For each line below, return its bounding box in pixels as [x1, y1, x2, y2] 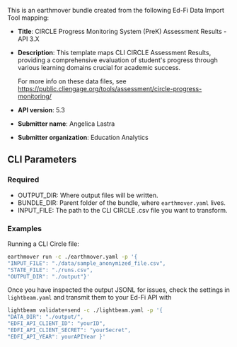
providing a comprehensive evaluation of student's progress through [17, 56, 218, 64]
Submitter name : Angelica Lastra [17, 119, 115, 128]
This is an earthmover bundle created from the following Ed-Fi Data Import [7, 6, 225, 14]
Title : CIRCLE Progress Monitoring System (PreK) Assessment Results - [17, 28, 227, 35]
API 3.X [17, 35, 40, 43]
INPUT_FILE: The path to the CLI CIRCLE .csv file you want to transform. [17, 206, 228, 214]
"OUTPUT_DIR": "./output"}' [7, 273, 91, 280]
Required [7, 175, 40, 184]
